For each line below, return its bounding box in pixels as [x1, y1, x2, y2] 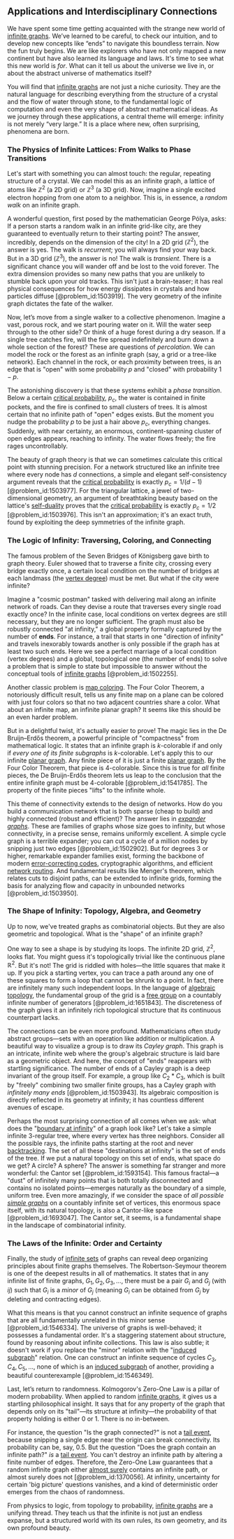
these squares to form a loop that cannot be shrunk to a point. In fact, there [7, 976, 224, 985]
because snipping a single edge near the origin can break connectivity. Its [7, 1436, 220, 1444]
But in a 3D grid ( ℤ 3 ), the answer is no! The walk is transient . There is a [7, 253, 212, 263]
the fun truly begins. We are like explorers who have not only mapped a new [7, 46, 226, 55]
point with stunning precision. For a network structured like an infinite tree [7, 463, 220, 471]
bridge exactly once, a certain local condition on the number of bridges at [7, 566, 219, 575]
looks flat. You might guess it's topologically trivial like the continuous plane [7, 952, 226, 961]
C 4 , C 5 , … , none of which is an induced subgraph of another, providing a [7, 1362, 214, 1372]
